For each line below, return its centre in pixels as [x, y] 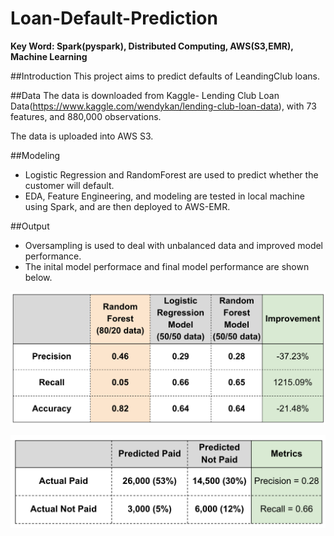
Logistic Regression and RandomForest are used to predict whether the [171, 174]
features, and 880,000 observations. [86, 116]
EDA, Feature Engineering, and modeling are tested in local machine [164, 196]
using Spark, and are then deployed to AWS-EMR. [127, 206]
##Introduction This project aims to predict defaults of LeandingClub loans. [165, 76]
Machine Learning [49, 56]
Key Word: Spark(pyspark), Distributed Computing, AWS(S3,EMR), [152, 46]
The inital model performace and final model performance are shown [167, 266]
